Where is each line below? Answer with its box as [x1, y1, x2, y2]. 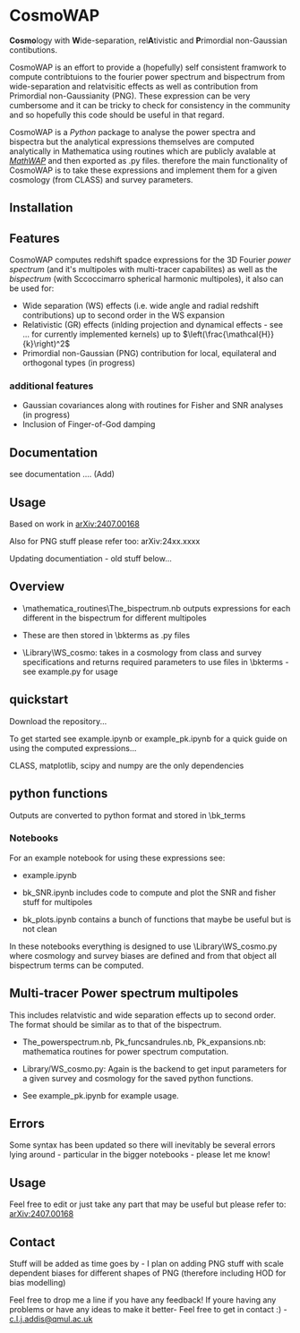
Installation [9, 201, 73, 216]
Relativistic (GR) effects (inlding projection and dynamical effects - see [21, 320, 284, 330]
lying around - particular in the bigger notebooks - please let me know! [9, 1149, 270, 1160]
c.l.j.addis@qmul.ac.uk [9, 1313, 93, 1325]
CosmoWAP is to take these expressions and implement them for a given [9, 165, 278, 175]
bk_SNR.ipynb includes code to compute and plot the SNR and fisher [21, 887, 276, 898]
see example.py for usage [21, 666, 118, 677]
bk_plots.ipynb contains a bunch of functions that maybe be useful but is [21, 914, 292, 925]
